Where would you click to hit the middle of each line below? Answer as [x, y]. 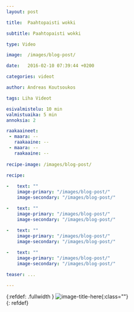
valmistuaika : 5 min [32, 114]
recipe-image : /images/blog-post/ [49, 164]
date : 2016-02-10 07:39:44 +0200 [50, 66]
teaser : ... [21, 274]
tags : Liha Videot [29, 98]
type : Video [21, 44]
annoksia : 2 [21, 120]
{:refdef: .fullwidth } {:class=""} [67, 296]
